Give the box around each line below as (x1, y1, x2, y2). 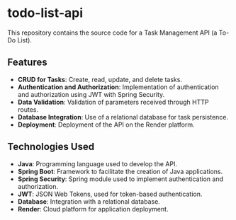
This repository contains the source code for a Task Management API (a (7, 28, 218, 37)
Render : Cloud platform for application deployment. (17, 204, 169, 213)
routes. (17, 105, 39, 114)
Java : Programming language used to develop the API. (17, 159, 177, 168)
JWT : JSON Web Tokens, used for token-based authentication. (17, 190, 203, 198)
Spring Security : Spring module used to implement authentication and (17, 175, 224, 183)
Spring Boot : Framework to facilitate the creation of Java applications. (17, 167, 223, 175)
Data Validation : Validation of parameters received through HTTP (17, 98, 209, 106)
